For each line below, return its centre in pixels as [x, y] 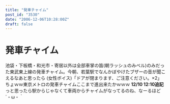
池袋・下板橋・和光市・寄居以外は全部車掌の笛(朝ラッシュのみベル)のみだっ [85, 66]
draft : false [19, 24]
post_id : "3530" [22, 15]
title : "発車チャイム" [27, 10]
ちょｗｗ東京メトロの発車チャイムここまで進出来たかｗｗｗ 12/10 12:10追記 [84, 84]
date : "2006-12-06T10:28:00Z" [37, 19]
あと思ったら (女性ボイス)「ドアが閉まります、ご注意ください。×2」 [90, 78]
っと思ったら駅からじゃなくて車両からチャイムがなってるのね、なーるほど [83, 91]
